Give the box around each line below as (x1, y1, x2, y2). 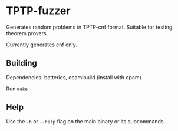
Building (6, 58, 37, 68)
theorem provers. (6, 29, 48, 36)
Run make (6, 85, 28, 92)
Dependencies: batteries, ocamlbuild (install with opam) (6, 73, 141, 80)
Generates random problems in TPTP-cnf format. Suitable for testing (6, 23, 173, 31)
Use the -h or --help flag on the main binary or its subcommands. (6, 117, 166, 125)
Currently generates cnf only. (6, 41, 78, 48)
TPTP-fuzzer (6, 4, 71, 18)
